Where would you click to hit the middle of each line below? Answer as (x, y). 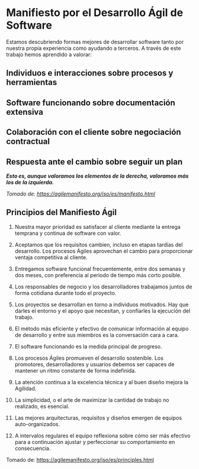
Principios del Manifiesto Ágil (62, 213)
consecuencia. (33, 448)
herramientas (32, 82)
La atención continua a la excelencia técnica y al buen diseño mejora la (101, 382)
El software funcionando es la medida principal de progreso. (88, 346)
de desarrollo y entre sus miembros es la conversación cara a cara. (97, 335)
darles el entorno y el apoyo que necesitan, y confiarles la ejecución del (102, 311)
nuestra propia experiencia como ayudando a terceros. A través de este (94, 48)
